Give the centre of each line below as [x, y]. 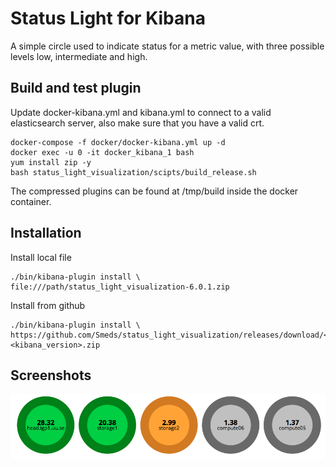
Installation [46, 233]
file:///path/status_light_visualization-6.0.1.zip [120, 287]
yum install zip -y [51, 162]
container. [31, 201]
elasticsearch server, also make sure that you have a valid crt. [137, 123]
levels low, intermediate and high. [79, 56]
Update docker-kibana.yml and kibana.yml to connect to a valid [141, 112]
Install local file [41, 257]
